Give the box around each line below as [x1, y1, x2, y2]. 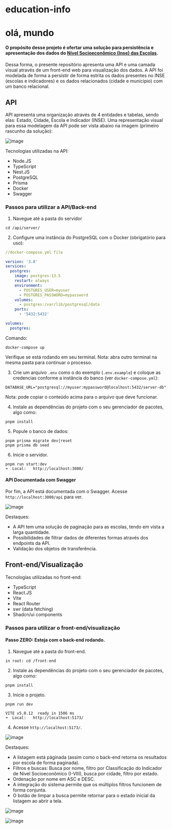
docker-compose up [5, 345, 45, 350]
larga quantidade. [12, 529, 50, 535]
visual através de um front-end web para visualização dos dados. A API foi [5, 67, 163, 73]
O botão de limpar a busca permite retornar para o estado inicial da [12, 792, 156, 798]
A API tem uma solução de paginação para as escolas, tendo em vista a [12, 524, 164, 530]
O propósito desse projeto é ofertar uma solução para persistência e [5, 44, 154, 50]
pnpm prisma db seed [5, 442, 50, 448]
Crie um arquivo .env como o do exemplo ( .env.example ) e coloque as [12, 369, 161, 375]
